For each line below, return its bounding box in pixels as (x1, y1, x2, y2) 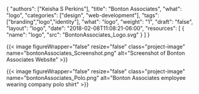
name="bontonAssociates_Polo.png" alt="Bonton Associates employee (6, 74, 186, 81)
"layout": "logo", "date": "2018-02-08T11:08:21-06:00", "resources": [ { (6, 24, 185, 32)
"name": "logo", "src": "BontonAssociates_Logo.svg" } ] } (6, 31, 150, 38)
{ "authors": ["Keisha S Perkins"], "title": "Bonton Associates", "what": (6, 5, 182, 12)
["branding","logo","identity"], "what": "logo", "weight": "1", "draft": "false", (6, 18, 194, 25)
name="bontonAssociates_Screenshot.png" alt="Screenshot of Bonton (6, 49, 185, 57)
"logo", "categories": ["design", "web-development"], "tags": (6, 12, 160, 19)
